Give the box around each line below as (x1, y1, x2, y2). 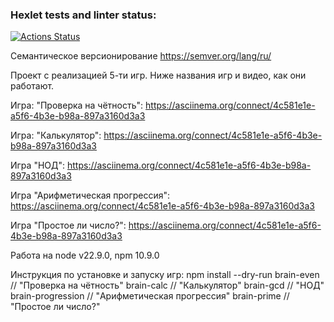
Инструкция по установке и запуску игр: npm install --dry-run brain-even (10, 269, 320, 281)
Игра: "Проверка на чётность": (10, 99, 144, 112)
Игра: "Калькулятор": (10, 129, 102, 142)
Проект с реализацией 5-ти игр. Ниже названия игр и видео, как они (10, 69, 307, 82)
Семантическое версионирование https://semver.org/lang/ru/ (10, 50, 272, 62)
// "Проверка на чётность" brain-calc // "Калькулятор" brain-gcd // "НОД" (10, 279, 325, 292)
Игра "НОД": (10, 159, 66, 172)
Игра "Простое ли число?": (10, 219, 127, 232)
